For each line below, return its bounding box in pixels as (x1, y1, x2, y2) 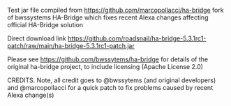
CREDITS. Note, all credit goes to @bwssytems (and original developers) (7, 76, 216, 84)
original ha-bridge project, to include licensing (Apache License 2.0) (7, 63, 204, 70)
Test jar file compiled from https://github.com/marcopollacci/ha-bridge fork (7, 6, 225, 14)
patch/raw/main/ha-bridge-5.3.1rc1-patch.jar (7, 42, 135, 50)
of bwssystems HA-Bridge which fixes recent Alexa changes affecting (7, 13, 209, 22)
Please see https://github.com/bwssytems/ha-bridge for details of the (7, 55, 208, 63)
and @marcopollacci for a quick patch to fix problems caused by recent (7, 84, 214, 91)
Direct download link (7, 34, 66, 43)
